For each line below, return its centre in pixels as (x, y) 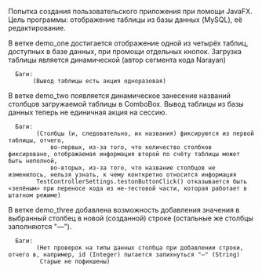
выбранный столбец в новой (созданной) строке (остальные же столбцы (131, 218)
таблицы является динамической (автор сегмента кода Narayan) (117, 60)
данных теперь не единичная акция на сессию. (87, 112)
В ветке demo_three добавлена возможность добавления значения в (124, 210)
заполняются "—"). (40, 226)
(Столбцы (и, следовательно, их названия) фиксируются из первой (146, 133)
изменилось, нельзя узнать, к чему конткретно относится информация (122, 175)
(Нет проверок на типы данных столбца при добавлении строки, (140, 248)
